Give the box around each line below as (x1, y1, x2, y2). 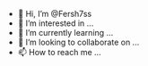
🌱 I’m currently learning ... (17, 28, 114, 37)
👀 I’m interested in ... (17, 18, 94, 29)
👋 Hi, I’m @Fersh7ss (17, 9, 92, 19)
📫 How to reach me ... (17, 47, 101, 57)
